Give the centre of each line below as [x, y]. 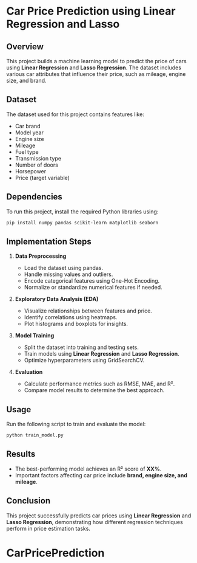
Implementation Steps [49, 241]
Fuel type [27, 152]
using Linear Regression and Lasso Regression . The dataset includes [94, 67]
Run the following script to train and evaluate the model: [76, 424]
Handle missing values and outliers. [68, 274]
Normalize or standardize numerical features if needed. [93, 288]
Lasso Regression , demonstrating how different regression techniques [95, 522]
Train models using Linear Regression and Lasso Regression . [102, 354]
